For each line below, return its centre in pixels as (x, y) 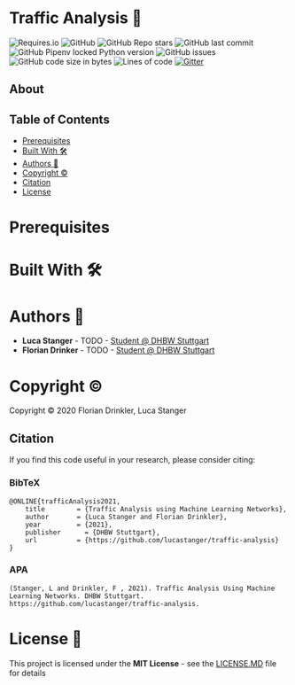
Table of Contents (60, 119)
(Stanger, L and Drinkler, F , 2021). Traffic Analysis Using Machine (142, 588)
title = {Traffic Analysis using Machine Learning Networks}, (156, 509)
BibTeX (25, 483)
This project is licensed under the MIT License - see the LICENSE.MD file (143, 663)
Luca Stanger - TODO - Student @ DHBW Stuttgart (116, 341)
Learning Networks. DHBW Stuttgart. (77, 596)
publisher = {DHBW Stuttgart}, (93, 532)
